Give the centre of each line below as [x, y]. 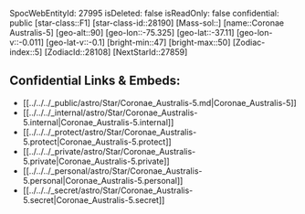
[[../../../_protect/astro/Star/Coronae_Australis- [110, 132]
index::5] [26, 52]
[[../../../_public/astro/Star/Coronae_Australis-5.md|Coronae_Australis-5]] [159, 102]
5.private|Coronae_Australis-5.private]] [96, 161]
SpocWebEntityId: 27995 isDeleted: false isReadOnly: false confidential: [144, 13]
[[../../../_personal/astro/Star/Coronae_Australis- [112, 171]
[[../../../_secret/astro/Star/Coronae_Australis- [108, 190]
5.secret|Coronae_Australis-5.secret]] [94, 199]
